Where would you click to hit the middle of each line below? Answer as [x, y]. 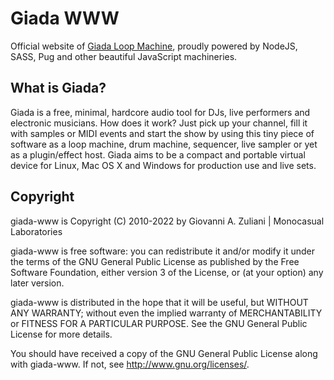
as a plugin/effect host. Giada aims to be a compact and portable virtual [158, 154]
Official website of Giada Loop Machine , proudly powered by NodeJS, [154, 46]
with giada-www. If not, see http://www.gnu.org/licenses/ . [130, 364]
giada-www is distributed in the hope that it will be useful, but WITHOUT [159, 302]
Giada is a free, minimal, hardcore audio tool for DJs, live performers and [160, 112]
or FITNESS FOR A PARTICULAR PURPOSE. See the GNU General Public [159, 323]
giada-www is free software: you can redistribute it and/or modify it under [163, 251]
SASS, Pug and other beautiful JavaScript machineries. [124, 56]
